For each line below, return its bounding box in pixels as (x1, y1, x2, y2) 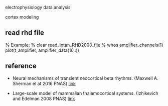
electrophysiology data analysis (5, 5, 71, 10)
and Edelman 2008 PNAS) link (12, 95, 75, 101)
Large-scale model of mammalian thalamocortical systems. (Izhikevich (12, 90, 159, 96)
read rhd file (5, 29, 44, 37)
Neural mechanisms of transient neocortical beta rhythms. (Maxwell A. (12, 75, 159, 81)
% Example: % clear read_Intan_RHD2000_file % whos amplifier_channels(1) (5, 42, 163, 48)
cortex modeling (5, 14, 39, 20)
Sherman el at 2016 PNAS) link (12, 80, 76, 86)
